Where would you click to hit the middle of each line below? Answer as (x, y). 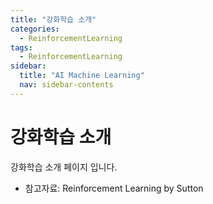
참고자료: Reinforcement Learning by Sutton (114, 188)
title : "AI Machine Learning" (82, 76)
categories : (35, 29)
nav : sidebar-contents (66, 85)
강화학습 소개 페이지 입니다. (64, 167)
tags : (21, 47)
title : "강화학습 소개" (53, 19)
